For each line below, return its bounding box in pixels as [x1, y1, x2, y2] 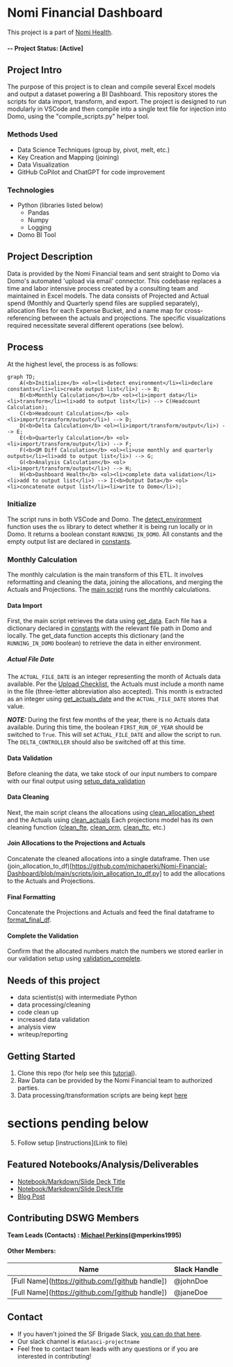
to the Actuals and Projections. [7, 876, 95, 885]
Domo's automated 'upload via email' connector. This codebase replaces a [7, 277, 222, 285]
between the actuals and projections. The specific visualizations [41, 314, 226, 322]
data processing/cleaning [17, 1000, 90, 1009]
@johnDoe [173, 1276, 209, 1285]
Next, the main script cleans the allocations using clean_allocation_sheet [7, 808, 215, 816]
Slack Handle [173, 1264, 219, 1274]
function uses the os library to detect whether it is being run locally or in [7, 522, 214, 530]
